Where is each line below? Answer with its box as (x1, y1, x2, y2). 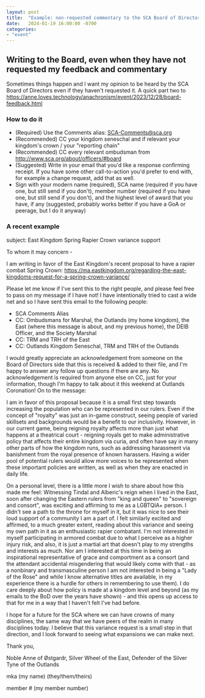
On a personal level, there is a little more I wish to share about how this (6, 482, 184, 489)
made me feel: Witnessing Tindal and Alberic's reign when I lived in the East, (6, 488, 198, 496)
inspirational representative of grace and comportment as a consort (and (6, 554, 190, 561)
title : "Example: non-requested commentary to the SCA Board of (6, 15, 176, 21)
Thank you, (6, 642, 35, 650)
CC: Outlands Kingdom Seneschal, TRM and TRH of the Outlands (15, 342, 179, 350)
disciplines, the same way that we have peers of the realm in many (6, 617, 174, 625)
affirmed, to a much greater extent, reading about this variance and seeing (6, 521, 194, 528)
